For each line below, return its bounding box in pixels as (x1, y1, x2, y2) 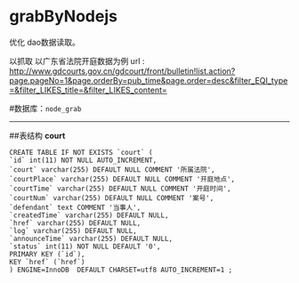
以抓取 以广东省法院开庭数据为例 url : (9, 55, 145, 66)
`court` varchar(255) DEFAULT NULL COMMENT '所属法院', (9, 165, 215, 174)
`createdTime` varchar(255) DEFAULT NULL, (9, 211, 169, 220)
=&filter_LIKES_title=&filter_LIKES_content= (9, 85, 167, 95)
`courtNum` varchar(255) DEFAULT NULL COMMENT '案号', (9, 193, 214, 202)
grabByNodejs (9, 6, 118, 27)
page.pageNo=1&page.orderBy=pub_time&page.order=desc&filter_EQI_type (9, 75, 288, 85)
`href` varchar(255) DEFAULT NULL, (9, 218, 141, 228)
